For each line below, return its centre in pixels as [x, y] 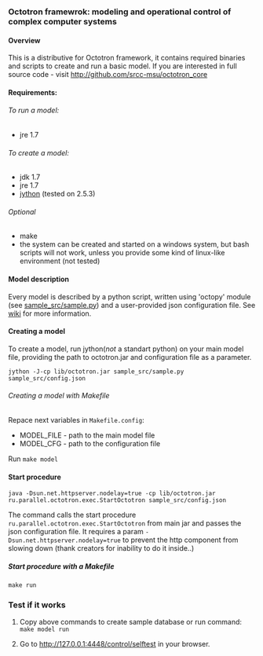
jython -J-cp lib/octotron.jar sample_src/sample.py [96, 372]
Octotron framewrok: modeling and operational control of [120, 12]
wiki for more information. [50, 313]
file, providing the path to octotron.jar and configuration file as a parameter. [130, 357]
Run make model [33, 459]
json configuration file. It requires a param [76, 532]
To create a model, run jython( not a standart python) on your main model [126, 349]
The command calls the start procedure [72, 515]
